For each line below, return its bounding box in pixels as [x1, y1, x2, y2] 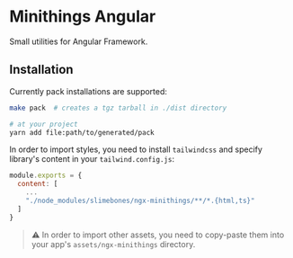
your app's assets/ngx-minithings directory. [31, 238, 196, 249]
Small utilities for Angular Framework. [9, 36, 148, 47]
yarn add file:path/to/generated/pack [9, 128, 155, 137]
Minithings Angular [9, 6, 156, 27]
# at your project [9, 120, 78, 129]
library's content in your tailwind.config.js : [9, 154, 175, 165]
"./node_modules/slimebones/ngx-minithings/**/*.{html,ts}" [25, 196, 255, 205]
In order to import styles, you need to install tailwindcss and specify [9, 144, 263, 155]
